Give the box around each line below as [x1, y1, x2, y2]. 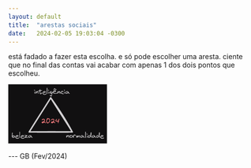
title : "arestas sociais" [8, 21, 97, 29]
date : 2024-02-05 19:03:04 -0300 [8, 29, 126, 37]
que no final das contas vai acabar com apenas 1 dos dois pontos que [8, 60, 235, 70]
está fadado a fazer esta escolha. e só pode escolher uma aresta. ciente [8, 52, 243, 62]
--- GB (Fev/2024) [8, 151, 68, 161]
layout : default [8, 13, 62, 21]
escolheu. [8, 69, 41, 78]
